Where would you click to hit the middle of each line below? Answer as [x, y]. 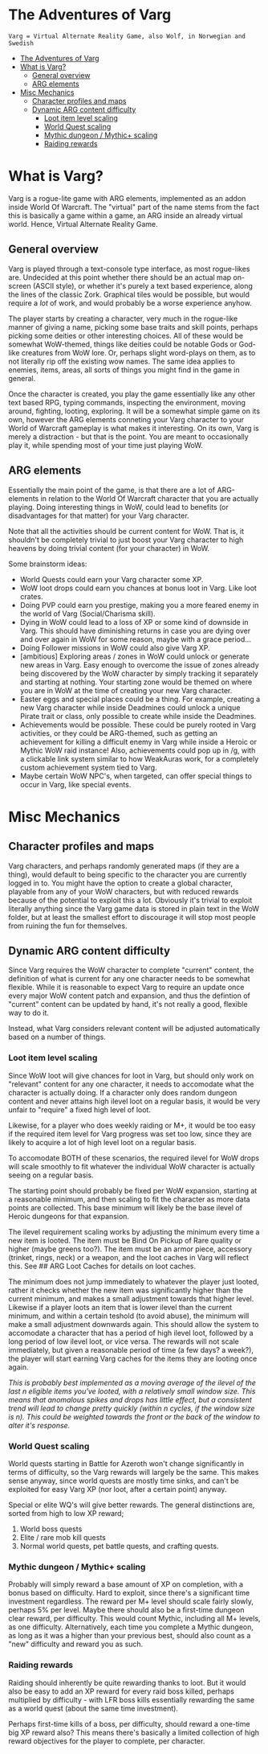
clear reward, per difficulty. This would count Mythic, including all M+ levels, [134, 1619]
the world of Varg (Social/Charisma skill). [87, 614]
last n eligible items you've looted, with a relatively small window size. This [132, 1391]
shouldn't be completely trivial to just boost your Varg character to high [126, 540]
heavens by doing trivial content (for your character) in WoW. [109, 548]
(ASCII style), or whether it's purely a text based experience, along [142, 285]
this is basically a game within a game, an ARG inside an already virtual [126, 216]
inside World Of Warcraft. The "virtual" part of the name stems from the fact [134, 207]
